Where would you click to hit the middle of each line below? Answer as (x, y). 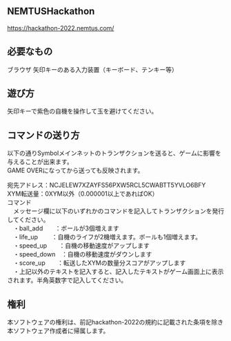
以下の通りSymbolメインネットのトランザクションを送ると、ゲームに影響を (114, 153)
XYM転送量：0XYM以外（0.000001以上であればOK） (83, 194)
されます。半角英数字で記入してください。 (67, 280)
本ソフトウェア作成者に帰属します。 (58, 331)
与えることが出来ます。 (40, 162)
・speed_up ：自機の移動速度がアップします (81, 246)
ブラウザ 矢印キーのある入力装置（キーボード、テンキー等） (92, 69)
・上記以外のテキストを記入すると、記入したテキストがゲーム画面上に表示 (118, 272)
